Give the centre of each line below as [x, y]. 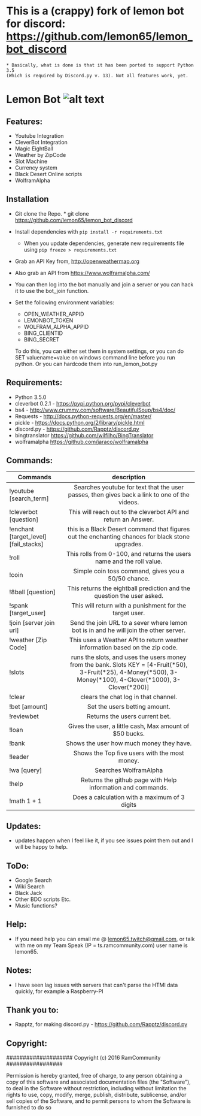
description [129, 477]
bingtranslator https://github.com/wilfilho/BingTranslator [84, 435]
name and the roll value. [129, 561]
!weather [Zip [28, 640]
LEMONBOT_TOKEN [48, 320]
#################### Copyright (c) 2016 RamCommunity [83, 1058]
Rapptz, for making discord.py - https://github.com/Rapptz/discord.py [101, 1024]
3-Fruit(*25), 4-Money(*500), [124, 672]
